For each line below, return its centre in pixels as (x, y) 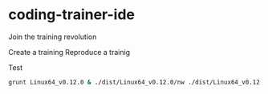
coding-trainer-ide (71, 15)
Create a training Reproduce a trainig (69, 52)
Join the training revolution (53, 37)
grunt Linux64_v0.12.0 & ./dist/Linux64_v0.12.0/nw (96, 82)
